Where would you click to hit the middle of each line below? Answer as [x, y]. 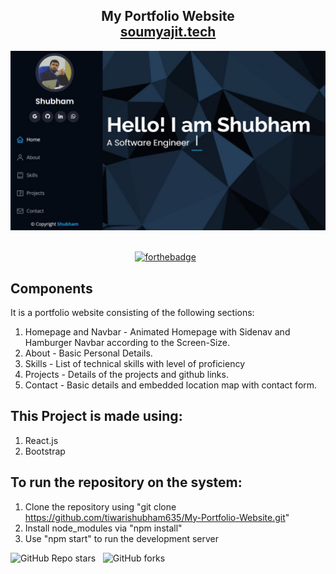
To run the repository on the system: [126, 482]
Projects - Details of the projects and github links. [126, 375]
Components [51, 288]
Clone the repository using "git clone [100, 506]
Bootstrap [45, 451]
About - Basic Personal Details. [88, 353]
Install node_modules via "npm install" [103, 528]
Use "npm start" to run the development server [122, 538]
